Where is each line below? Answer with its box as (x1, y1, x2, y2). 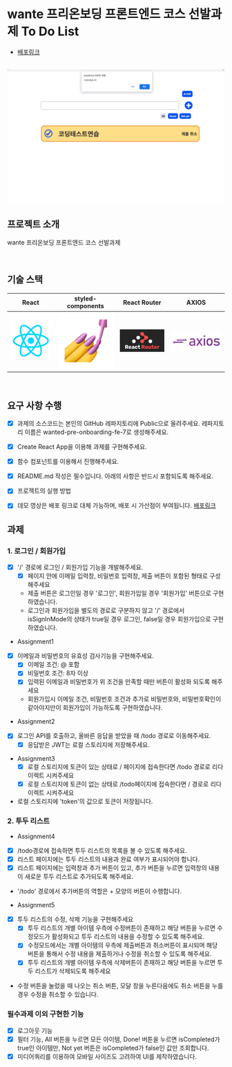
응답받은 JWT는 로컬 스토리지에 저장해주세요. (27, 740, 151, 748)
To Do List (21, 23, 79, 39)
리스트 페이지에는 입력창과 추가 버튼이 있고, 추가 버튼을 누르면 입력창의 (17, 864, 207, 872)
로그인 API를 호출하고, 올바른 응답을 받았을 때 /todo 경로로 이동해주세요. (17, 732, 212, 740)
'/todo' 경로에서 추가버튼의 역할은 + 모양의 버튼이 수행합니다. (17, 887, 182, 896)
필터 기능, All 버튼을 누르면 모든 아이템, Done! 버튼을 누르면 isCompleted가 (17, 1035, 220, 1044)
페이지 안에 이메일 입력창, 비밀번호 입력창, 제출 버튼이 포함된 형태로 (27, 572, 209, 580)
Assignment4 (17, 832, 55, 840)
